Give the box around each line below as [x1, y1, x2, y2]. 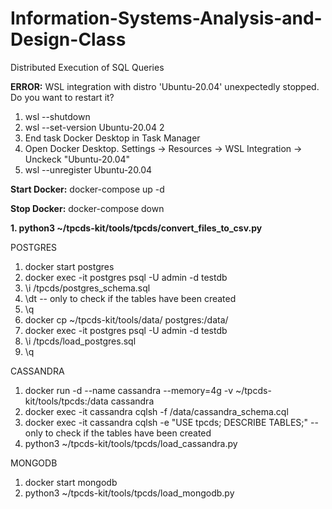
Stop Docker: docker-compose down [10, 202, 165, 214]
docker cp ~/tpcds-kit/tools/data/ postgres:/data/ [24, 313, 229, 326]
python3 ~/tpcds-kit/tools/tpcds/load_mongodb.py [24, 487, 235, 499]
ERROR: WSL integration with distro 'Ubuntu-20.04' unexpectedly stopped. [10, 80, 320, 92]
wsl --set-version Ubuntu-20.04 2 [24, 121, 165, 133]
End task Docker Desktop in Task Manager [24, 132, 201, 144]
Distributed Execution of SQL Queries [10, 61, 165, 73]
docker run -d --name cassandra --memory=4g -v [24, 384, 234, 396]
